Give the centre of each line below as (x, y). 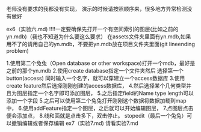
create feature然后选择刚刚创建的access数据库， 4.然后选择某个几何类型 (96, 85)
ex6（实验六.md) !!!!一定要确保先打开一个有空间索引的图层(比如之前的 (92, 29)
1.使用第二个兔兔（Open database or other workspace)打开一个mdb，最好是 (101, 63)
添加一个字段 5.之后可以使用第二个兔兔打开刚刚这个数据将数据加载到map (96, 100)
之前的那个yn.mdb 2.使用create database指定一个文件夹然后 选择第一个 (95, 70)
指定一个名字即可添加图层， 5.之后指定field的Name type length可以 (110, 93)
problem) (17, 51)
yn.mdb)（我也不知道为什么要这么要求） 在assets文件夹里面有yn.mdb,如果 (99, 37)
